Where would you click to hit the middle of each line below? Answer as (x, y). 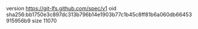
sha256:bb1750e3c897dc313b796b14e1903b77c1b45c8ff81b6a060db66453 (99, 14)
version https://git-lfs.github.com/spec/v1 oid (61, 8)
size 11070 (44, 21)
